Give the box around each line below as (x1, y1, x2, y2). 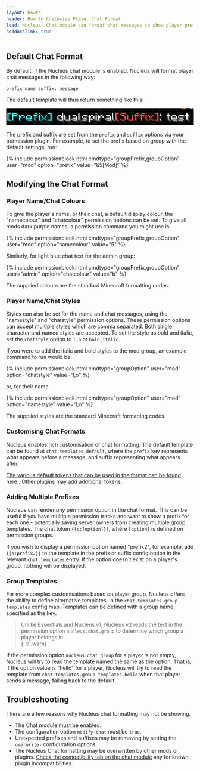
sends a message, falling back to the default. (6, 677, 117, 684)
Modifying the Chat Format (6, 179, 108, 189)
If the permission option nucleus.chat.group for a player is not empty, (6, 652, 177, 659)
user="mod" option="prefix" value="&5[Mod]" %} (6, 162, 129, 169)
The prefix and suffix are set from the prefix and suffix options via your (6, 131, 185, 138)
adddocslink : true (6, 29, 52, 35)
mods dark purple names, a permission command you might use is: (6, 223, 171, 230)
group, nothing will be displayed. (6, 562, 86, 569)
